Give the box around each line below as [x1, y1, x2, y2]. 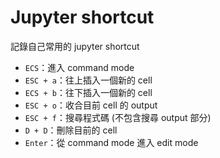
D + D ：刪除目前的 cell [24, 124, 118, 136]
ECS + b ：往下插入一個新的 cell [24, 86, 153, 98]
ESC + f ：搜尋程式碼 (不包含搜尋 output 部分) [24, 111, 212, 123]
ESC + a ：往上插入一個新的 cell [24, 74, 153, 86]
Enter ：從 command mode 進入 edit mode [24, 136, 199, 148]
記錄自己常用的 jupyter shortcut [10, 40, 140, 52]
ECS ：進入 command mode [24, 61, 135, 73]
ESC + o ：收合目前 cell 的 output [24, 99, 158, 111]
